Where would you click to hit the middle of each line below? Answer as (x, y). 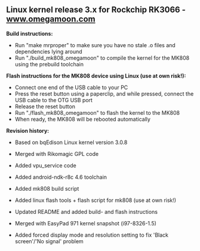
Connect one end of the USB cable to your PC (71, 87)
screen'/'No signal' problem (49, 241)
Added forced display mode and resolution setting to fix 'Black (92, 235)
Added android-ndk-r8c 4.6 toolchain (61, 177)
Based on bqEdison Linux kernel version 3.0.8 (71, 142)
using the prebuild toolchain (49, 64)
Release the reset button (45, 106)
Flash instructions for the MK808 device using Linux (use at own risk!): (96, 76)
